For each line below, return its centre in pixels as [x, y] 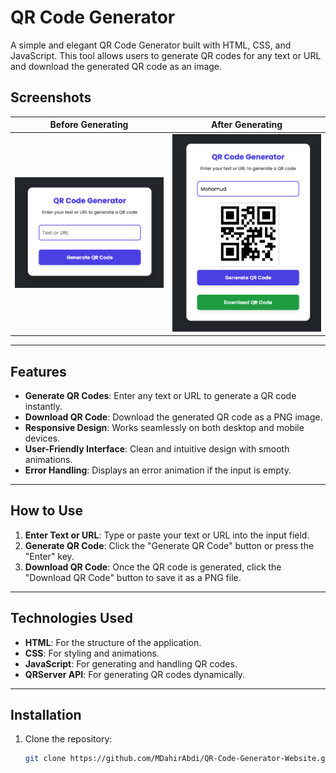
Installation [46, 715]
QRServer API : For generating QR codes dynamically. [135, 674]
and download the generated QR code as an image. [116, 66]
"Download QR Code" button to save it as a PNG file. [133, 577]
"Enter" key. [49, 556]
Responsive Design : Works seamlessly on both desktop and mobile [164, 427]
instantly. [43, 406]
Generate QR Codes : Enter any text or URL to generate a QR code [160, 395]
